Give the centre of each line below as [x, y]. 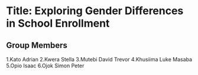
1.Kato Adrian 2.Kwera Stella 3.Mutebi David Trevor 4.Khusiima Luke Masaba [99, 59]
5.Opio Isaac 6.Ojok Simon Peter [45, 66]
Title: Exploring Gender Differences [95, 11]
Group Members [37, 45]
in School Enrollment [58, 23]
